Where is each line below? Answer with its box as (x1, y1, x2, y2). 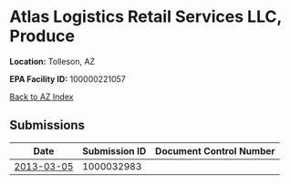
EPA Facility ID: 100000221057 (9, 73, 126, 84)
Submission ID (81, 144, 147, 157)
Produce (9, 26, 76, 46)
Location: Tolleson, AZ (9, 56, 96, 67)
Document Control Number (154, 144, 275, 157)
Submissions (9, 118, 85, 133)
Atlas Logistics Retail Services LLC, (9, 6, 283, 27)
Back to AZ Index (9, 91, 74, 102)
